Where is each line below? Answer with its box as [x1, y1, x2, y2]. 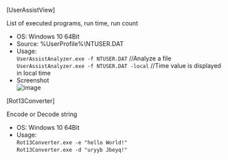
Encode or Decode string [6, 110, 78, 118]
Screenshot [16, 76, 49, 84]
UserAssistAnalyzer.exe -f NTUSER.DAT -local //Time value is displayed [16, 62, 221, 69]
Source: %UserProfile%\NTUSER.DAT [16, 40, 124, 47]
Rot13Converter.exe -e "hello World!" [16, 139, 128, 146]
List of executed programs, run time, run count [6, 19, 139, 27]
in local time [16, 69, 51, 77]
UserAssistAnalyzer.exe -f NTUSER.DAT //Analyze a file [16, 54, 172, 62]
